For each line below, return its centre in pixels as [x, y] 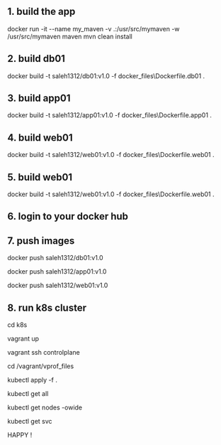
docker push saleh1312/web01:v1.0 [58, 285]
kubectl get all [28, 394]
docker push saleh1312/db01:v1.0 [56, 258]
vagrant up [23, 339]
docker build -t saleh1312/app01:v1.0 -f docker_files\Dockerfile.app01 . [110, 115]
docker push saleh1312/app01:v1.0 [57, 272]
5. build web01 [40, 177]
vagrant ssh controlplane [44, 353]
